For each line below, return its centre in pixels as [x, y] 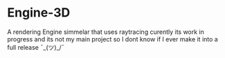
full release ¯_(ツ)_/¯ [36, 47]
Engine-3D [39, 13]
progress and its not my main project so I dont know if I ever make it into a [112, 39]
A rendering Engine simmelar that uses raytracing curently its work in [106, 32]
